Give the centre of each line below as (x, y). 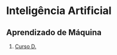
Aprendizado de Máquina (54, 32)
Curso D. (26, 46)
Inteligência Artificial (59, 11)
